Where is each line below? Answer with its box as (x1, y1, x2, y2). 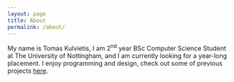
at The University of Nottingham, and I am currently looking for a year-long (7, 52, 227, 60)
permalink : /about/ (7, 23, 66, 30)
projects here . (7, 66, 49, 75)
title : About (7, 17, 46, 24)
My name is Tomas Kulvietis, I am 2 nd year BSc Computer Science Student (7, 43, 227, 53)
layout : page (7, 10, 46, 18)
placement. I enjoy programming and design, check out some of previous (7, 59, 223, 68)
